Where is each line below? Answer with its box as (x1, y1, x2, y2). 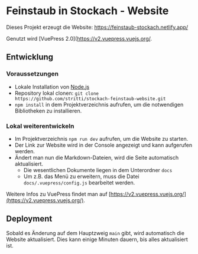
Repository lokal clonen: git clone (14, 90, 99, 97)
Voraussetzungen (6, 70, 59, 78)
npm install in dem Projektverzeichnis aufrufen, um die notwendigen (14, 101, 184, 108)
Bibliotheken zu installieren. (14, 107, 82, 114)
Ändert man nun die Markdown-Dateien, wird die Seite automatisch (14, 154, 179, 161)
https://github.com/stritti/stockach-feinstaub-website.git (14, 95, 166, 101)
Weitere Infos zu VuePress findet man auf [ (6, 190, 111, 197)
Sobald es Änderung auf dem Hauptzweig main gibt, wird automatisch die (6, 229, 185, 236)
